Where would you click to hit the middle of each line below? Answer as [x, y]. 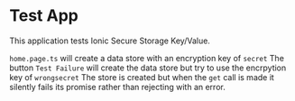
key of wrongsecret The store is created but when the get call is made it [142, 77]
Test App [44, 16]
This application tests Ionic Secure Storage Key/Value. [110, 41]
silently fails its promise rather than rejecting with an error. [117, 87]
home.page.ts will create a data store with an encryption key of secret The [147, 58]
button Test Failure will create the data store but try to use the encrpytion [148, 68]
